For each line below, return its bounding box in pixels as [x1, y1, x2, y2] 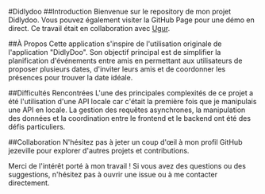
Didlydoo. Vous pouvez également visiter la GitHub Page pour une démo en [8, 15, 255, 25]
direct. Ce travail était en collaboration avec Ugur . [8, 24, 171, 33]
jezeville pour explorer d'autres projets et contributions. [8, 146, 190, 155]
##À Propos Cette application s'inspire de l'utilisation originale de [8, 39, 222, 48]
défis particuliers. [8, 122, 66, 131]
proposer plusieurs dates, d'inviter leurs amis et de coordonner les [8, 64, 226, 74]
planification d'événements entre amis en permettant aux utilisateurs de [8, 56, 243, 65]
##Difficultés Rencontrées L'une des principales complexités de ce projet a [8, 88, 254, 98]
